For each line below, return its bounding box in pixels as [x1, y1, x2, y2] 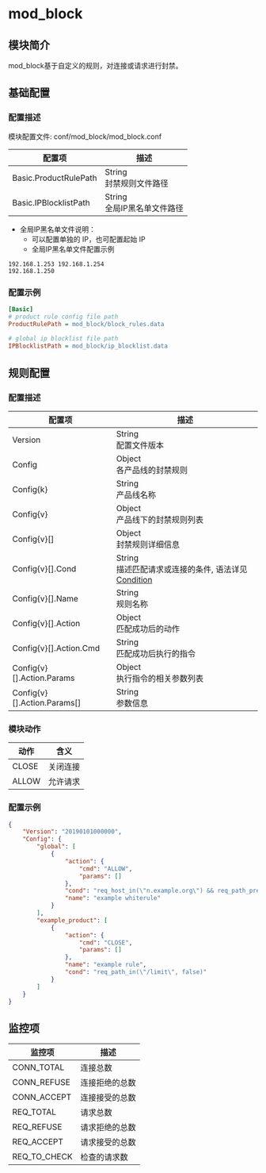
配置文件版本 [116, 440, 165, 451]
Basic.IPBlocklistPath [12, 197, 90, 208]
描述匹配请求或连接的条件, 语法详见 [116, 563, 248, 575]
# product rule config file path [8, 313, 119, 321]
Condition [116, 574, 153, 585]
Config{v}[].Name [12, 593, 79, 604]
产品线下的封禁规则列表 [116, 513, 204, 525]
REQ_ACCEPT [12, 1136, 63, 1148]
